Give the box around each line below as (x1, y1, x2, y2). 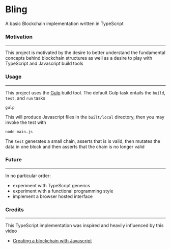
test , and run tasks (5, 95, 46, 101)
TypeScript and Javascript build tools (5, 60, 84, 67)
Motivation (5, 33, 33, 40)
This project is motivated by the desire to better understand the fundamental (5, 49, 165, 56)
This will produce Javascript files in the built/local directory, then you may (5, 114, 164, 120)
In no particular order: (5, 172, 51, 179)
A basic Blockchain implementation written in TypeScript (5, 20, 124, 27)
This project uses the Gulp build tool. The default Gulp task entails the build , (5, 89, 165, 95)
